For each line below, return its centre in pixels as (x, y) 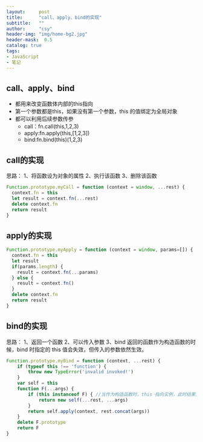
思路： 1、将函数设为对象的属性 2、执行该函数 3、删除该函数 (82, 176)
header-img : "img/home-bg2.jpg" (47, 34)
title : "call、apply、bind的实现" (54, 17)
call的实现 (25, 160)
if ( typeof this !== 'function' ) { (62, 366)
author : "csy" (29, 29)
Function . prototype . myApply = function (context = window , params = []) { (100, 250)
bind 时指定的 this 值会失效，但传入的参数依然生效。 (82, 349)
